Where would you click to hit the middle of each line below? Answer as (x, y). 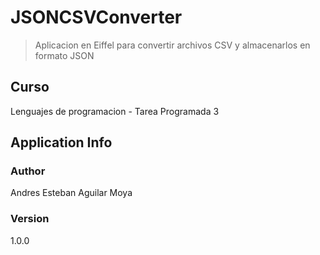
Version (30, 219)
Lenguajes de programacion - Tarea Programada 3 (115, 111)
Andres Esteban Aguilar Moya (71, 193)
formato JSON (64, 55)
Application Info (61, 142)
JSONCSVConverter (96, 17)
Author (28, 171)
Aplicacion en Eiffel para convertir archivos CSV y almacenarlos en (172, 45)
